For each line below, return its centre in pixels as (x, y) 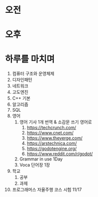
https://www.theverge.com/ (55, 138)
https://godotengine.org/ (52, 149)
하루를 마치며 (30, 59)
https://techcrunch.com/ (51, 128)
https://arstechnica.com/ (52, 143)
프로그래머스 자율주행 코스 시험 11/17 (47, 190)
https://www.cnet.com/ (50, 133)
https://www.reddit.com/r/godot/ (60, 154)
